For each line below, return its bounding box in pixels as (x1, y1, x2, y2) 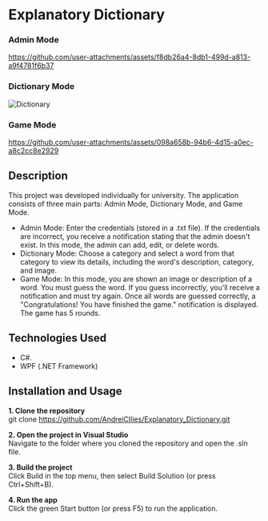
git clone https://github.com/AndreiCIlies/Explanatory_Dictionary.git (8, 414, 230, 424)
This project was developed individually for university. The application (8, 190, 239, 200)
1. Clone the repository (8, 406, 86, 415)
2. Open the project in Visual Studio (8, 430, 129, 439)
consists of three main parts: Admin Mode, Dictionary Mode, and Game (8, 199, 243, 208)
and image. (19, 265, 58, 275)
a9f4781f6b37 (8, 61, 54, 71)
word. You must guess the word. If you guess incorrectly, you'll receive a (19, 282, 260, 292)
